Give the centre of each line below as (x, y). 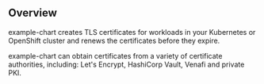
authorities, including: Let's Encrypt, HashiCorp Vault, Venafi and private (126, 64)
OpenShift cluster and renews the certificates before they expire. (114, 40)
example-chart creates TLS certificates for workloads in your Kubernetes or (132, 32)
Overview (33, 13)
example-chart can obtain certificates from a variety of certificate (115, 55)
